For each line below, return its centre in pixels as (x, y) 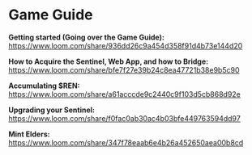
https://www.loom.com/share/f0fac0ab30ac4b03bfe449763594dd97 (124, 118)
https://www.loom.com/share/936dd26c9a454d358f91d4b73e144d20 (126, 45)
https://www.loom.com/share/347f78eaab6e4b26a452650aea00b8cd (126, 142)
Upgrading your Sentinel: (52, 110)
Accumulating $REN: (44, 86)
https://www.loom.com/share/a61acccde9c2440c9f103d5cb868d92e (125, 94)
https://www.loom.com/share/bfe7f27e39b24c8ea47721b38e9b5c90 (124, 69)
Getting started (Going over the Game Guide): (86, 37)
